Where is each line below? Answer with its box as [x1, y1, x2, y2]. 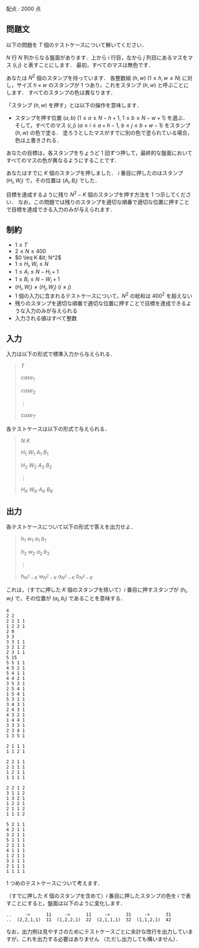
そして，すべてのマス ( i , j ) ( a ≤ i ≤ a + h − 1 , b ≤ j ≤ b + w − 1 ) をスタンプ [14, 122, 191, 129]
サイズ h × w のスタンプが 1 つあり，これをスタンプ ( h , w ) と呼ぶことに [16, 82, 189, 89]
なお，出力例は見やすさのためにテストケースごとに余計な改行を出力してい [6, 928, 188, 935]
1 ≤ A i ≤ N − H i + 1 [14, 268, 59, 276]
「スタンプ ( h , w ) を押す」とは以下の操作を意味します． [6, 102, 143, 109]
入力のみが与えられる [25, 307, 78, 314]
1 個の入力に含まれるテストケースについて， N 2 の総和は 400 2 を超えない [14, 291, 192, 299]
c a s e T [20, 411, 36, 420]
